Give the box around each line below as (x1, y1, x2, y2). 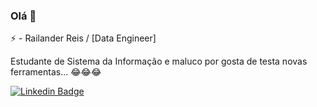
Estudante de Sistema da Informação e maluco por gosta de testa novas (10, 55, 308, 68)
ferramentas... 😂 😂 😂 (10, 66, 102, 78)
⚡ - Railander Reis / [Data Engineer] (10, 32, 157, 44)
